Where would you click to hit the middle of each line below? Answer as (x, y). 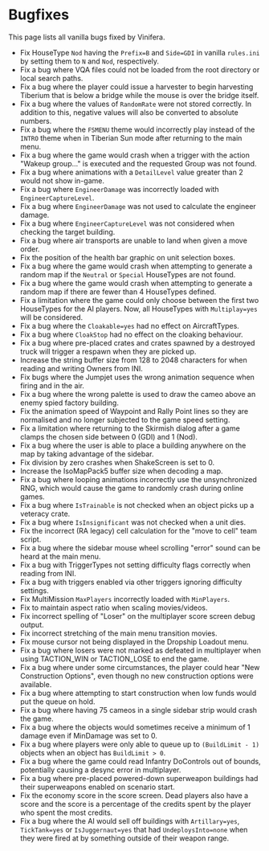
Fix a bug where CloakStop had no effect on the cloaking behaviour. (131, 334)
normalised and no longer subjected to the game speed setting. (125, 419)
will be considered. (51, 317)
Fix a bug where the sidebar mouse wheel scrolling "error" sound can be (140, 547)
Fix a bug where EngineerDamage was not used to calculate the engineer (138, 206)
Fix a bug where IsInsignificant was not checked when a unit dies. (133, 522)
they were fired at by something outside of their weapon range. (124, 838)
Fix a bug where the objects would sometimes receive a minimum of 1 (135, 727)
